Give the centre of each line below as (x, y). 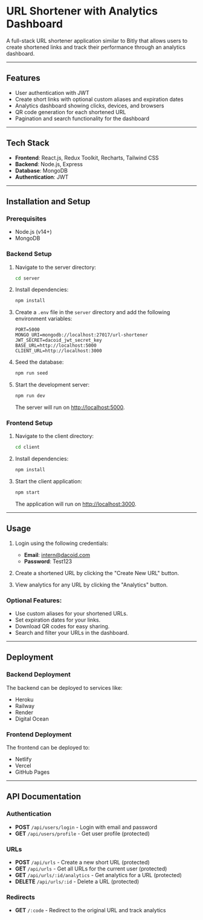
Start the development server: (52, 385)
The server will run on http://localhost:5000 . (70, 407)
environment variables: (43, 319)
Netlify (23, 759)
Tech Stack (28, 143)
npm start (27, 493)
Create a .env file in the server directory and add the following (92, 312)
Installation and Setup (48, 201)
